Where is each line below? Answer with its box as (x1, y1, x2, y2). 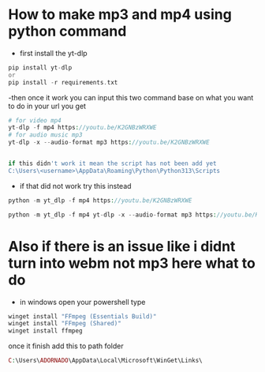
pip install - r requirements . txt (8, 78, 118, 86)
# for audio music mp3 (8, 131, 83, 139)
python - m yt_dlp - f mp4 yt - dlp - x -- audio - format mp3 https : (8, 211, 217, 219)
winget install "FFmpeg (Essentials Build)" (8, 312, 157, 321)
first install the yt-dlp (19, 48, 88, 58)
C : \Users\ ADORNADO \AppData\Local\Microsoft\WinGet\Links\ (8, 357, 203, 365)
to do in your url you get (8, 101, 87, 111)
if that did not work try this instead (19, 181, 132, 190)
